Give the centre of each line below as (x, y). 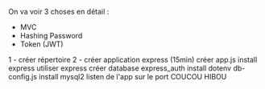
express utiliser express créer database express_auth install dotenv (120, 68)
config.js (23, 77)
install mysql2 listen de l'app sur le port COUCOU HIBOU (133, 77)
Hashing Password (51, 36)
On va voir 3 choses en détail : (59, 12)
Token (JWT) (41, 44)
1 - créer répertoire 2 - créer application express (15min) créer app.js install (133, 60)
